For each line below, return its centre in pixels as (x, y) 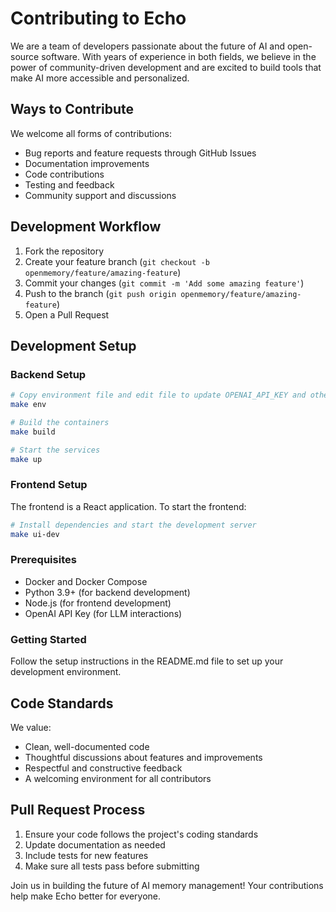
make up (26, 459)
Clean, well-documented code (87, 746)
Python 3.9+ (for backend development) (107, 592)
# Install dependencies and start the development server (133, 525)
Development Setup (73, 345)
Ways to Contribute (72, 109)
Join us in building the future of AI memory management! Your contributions (167, 885)
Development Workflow (86, 227)
